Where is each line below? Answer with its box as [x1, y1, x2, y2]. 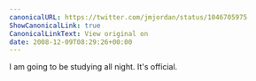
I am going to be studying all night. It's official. [9, 62, 178, 72]
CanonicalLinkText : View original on [9, 29, 149, 38]
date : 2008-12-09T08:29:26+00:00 [9, 37, 133, 47]
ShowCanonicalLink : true [9, 21, 101, 30]
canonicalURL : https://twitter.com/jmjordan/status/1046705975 [9, 12, 248, 22]
